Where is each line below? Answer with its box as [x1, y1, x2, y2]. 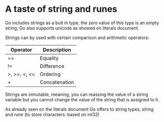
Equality [40, 54, 59, 61]
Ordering [40, 71, 61, 78]
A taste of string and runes [5, 3, 117, 15]
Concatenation [40, 79, 74, 85]
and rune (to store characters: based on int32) [5, 111, 100, 117]
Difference [40, 63, 64, 70]
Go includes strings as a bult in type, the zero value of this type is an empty [5, 20, 160, 26]
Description [43, 46, 71, 53]
